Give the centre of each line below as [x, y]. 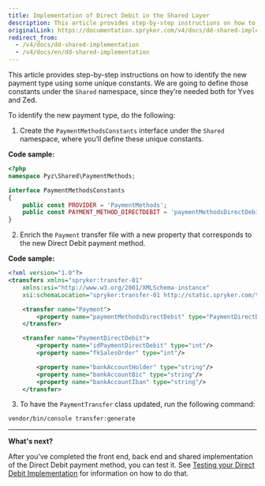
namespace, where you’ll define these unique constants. [112, 139]
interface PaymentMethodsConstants [67, 190]
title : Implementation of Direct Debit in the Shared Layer [109, 15]
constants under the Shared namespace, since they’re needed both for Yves [131, 91]
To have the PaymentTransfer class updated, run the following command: [137, 405]
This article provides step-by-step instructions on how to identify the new [127, 75]
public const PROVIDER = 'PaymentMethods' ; [95, 205]
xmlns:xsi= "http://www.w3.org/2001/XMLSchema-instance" [116, 288]
